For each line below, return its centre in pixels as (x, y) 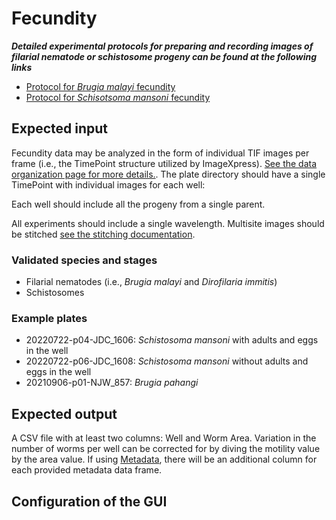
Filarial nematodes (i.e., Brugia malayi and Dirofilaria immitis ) (151, 282)
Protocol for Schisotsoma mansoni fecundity (118, 97)
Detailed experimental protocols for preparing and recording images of (162, 46)
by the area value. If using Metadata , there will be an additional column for (164, 459)
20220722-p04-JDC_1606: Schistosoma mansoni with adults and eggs (172, 340)
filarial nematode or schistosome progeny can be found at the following (164, 56)
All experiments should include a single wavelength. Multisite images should (168, 223)
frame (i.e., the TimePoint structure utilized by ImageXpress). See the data (164, 163)
